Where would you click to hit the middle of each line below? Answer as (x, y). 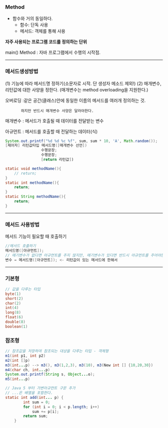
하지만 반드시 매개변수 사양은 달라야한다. (57, 111)
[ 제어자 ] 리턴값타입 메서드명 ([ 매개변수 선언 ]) (46, 146)
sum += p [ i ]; (45, 411)
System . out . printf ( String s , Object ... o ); (50, 374)
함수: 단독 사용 (34, 25)
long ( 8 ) (13, 312)
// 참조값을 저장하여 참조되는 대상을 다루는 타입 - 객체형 (57, 351)
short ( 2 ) (14, 298)
